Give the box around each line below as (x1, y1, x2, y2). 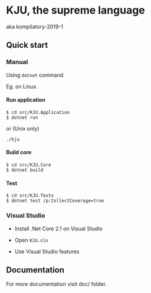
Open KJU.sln (14, 236, 48, 243)
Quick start (6, 40, 48, 50)
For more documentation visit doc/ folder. (6, 281, 107, 288)
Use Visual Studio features (14, 248, 80, 255)
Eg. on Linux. (6, 83, 38, 90)
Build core (6, 149, 32, 156)
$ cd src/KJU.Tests (6, 193, 54, 198)
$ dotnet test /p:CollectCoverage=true (6, 198, 104, 204)
